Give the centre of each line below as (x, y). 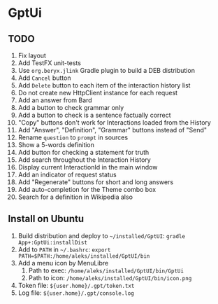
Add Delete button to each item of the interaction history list (104, 85)
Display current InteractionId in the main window (88, 167)
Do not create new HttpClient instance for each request (97, 93)
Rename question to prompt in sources (73, 137)
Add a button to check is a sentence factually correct (94, 115)
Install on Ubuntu (46, 219)
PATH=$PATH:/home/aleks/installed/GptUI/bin (84, 256)
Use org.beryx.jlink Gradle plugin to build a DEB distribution (106, 70)
